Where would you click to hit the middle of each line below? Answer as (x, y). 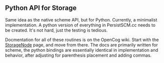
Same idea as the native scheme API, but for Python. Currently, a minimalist (81, 20)
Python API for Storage (41, 8)
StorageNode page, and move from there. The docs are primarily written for (82, 45)
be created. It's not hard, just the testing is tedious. (56, 30)
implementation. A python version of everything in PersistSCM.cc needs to (80, 25)
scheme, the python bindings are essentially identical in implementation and (82, 50)
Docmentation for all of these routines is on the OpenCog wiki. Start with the (82, 40)
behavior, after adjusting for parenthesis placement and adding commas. (78, 55)
